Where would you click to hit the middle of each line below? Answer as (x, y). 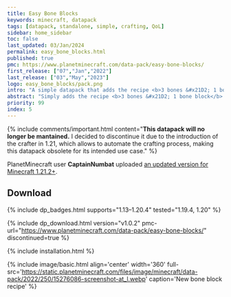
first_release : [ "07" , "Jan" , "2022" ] (59, 71)
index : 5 (20, 109)
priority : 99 (26, 103)
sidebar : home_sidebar (40, 33)
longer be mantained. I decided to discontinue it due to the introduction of (113, 136)
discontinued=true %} (38, 237)
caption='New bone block (185, 278)
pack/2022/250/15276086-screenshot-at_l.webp (76, 278)
